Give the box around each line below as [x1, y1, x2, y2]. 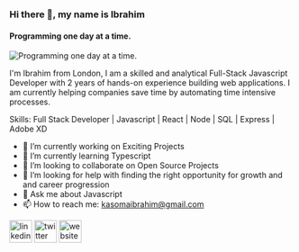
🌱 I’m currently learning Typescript [22, 150, 151, 161]
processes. [9, 96, 51, 107]
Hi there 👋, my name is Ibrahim [9, 8, 146, 21]
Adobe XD [9, 123, 48, 134]
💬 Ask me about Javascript [22, 189, 123, 200]
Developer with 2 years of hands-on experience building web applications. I [9, 77, 291, 88]
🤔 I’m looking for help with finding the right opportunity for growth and [22, 170, 284, 181]
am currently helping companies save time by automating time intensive [9, 87, 276, 98]
